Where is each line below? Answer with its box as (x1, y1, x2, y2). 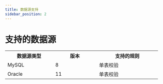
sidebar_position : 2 (5, 12, 47, 17)
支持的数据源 (5, 34, 57, 45)
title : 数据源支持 (5, 7, 39, 12)
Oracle (7, 71, 23, 78)
